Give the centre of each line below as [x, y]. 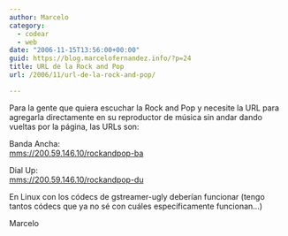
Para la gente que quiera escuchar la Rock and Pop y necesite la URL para [144, 108]
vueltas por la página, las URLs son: [74, 126]
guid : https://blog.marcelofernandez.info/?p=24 [100, 58]
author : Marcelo [39, 17]
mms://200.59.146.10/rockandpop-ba [76, 153]
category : [27, 26]
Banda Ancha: [34, 143]
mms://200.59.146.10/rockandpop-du [76, 179]
